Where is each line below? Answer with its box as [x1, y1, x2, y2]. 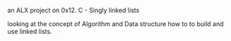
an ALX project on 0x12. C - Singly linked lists [7, 6, 140, 14]
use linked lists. [7, 28, 52, 35]
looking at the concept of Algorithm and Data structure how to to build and [7, 20, 224, 28]
